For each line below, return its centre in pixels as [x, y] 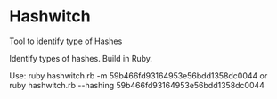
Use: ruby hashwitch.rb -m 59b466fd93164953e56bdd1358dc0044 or [138, 75]
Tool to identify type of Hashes [66, 41]
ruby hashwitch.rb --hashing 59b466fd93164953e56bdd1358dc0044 [137, 85]
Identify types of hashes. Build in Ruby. [81, 58]
